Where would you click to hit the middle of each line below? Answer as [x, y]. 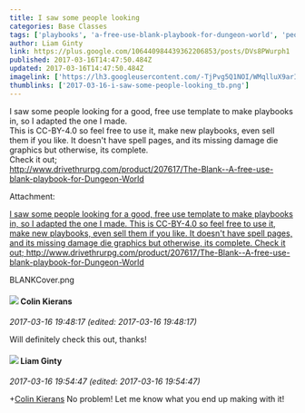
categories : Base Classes [58, 26]
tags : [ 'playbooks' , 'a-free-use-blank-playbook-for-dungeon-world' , [144, 34]
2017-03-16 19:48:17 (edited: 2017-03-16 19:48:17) [103, 321]
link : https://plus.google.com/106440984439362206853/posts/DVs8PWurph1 [150, 52]
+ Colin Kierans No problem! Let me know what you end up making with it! [147, 399]
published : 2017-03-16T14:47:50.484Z [81, 60]
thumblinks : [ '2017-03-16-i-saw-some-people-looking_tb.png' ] [129, 85]
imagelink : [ [34, 77]
